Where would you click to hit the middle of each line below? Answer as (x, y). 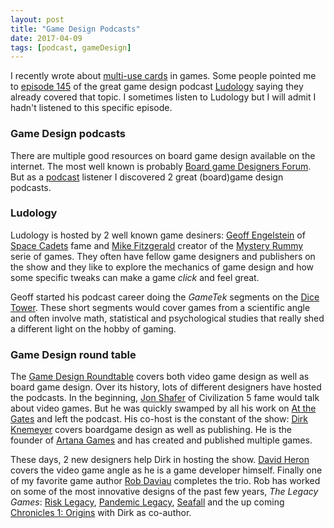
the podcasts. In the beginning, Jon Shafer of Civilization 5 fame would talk (165, 398)
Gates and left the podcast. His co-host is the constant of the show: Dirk (159, 419)
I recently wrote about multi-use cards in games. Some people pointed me (163, 76)
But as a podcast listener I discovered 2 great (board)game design (147, 177)
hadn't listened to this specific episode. (91, 108)
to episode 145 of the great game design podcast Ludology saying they (157, 87)
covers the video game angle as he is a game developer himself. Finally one (166, 470)
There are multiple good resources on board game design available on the (163, 155)
